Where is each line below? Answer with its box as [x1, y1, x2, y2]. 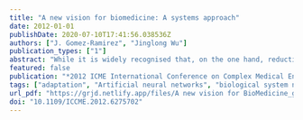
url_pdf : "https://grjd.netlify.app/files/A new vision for [9, 88, 241, 97]
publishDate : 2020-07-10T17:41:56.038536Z [9, 30, 171, 39]
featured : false [9, 64, 70, 73]
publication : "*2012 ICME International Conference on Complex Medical [9, 72, 284, 81]
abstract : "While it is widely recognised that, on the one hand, [9, 55, 264, 64]
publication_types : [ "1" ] [9, 47, 106, 56]
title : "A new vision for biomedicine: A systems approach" [9, 13, 241, 23]
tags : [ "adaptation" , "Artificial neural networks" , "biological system [9, 80, 289, 89]
